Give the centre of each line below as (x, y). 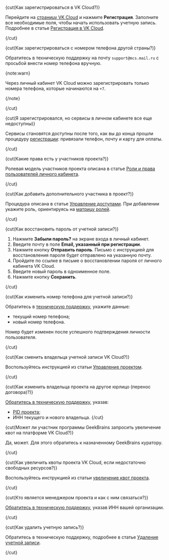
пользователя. (21, 337)
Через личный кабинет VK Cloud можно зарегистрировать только (77, 83)
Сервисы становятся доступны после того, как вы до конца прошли (79, 133)
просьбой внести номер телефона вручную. (53, 63)
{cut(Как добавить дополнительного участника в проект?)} (69, 194)
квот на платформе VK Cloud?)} (39, 433)
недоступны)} (20, 124)
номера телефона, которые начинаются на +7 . (55, 88)
